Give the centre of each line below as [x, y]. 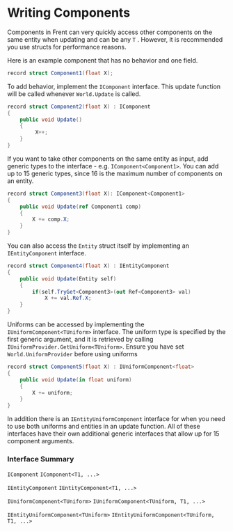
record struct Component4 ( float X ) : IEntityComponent [88, 266]
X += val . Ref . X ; [68, 298]
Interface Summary [41, 459]
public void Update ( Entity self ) [68, 279]
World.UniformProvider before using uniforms [72, 354]
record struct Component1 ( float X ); [60, 73]
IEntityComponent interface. [47, 253]
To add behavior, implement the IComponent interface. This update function [114, 86]
